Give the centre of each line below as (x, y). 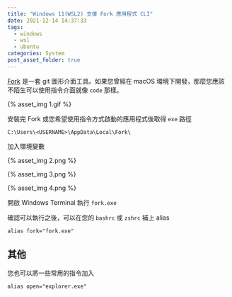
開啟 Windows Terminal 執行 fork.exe (62, 202)
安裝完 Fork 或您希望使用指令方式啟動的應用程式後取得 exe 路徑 (100, 118)
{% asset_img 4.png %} (42, 188)
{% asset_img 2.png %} (42, 160)
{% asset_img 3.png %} (42, 174)
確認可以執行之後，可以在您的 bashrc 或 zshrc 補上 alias (88, 218)
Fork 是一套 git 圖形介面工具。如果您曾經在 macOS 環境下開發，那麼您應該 (116, 81)
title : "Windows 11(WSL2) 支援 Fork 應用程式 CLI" (80, 14)
